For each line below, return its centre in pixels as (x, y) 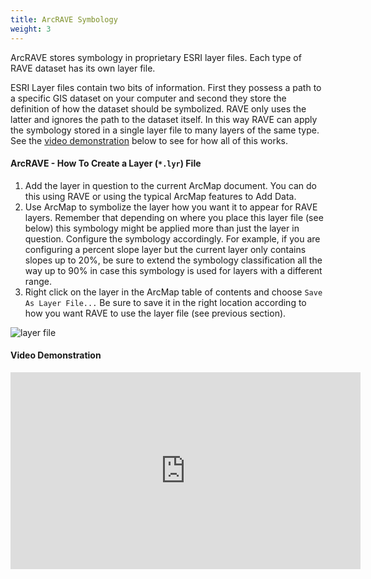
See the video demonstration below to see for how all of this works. (149, 140)
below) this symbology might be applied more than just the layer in (162, 228)
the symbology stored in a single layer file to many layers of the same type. (165, 130)
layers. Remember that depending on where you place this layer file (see (174, 217)
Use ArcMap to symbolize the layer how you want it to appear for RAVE (171, 207)
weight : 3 (31, 29)
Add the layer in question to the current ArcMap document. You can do (170, 185)
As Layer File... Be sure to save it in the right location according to (165, 302)
